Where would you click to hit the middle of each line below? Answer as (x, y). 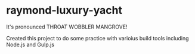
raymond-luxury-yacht (64, 10)
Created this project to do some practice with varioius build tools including (97, 38)
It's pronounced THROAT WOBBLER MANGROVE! (67, 27)
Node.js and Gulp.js (30, 45)
